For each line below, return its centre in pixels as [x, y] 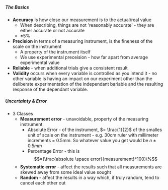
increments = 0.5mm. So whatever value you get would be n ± [92, 140]
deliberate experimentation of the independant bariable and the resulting [88, 84]
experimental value [40, 62]
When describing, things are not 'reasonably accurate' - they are [87, 25]
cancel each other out [43, 183]
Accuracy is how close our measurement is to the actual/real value [82, 20]
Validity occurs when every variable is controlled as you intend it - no [85, 73]
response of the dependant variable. [50, 89]
